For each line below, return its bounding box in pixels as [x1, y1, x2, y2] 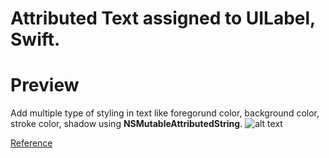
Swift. [10, 28, 61, 51]
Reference [10, 137, 53, 149]
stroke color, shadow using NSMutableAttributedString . [10, 118, 243, 130]
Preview [10, 74, 80, 97]
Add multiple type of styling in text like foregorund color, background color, [10, 107, 320, 119]
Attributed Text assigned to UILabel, [10, 7, 316, 30]
